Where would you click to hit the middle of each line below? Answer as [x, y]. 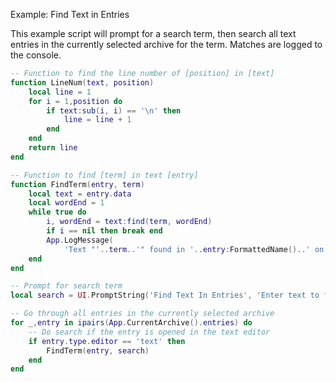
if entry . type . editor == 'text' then [107, 341]
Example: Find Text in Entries [70, 14]
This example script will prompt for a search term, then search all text [153, 33]
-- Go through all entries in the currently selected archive [142, 314]
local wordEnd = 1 [66, 203]
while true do [57, 212]
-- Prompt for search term [66, 286]
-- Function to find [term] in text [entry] [104, 175]
